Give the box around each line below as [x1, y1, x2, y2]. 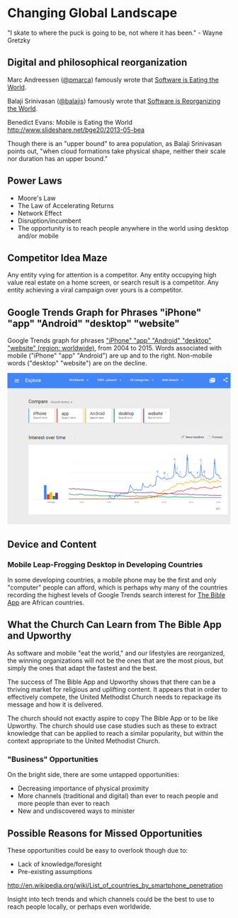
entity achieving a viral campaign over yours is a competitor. [7, 286, 183, 294]
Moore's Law [17, 194, 56, 202]
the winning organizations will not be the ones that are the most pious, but [7, 656, 224, 665]
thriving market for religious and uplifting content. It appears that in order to [7, 685, 228, 693]
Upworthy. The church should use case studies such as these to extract [7, 721, 217, 730]
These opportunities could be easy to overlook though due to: [7, 846, 188, 854]
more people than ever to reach [17, 800, 110, 808]
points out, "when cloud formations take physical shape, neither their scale [7, 147, 227, 155]
